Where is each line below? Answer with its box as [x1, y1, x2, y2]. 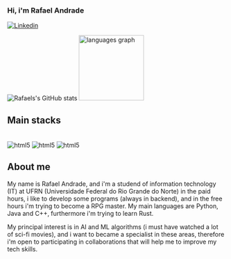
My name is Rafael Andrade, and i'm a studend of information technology [7, 180, 216, 188]
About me [7, 161, 51, 173]
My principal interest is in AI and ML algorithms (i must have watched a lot [7, 222, 219, 231]
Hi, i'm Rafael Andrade [7, 6, 85, 15]
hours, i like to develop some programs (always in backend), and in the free [7, 194, 223, 203]
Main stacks [7, 114, 61, 126]
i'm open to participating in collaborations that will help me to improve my [7, 237, 217, 246]
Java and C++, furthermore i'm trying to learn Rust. [7, 209, 154, 217]
